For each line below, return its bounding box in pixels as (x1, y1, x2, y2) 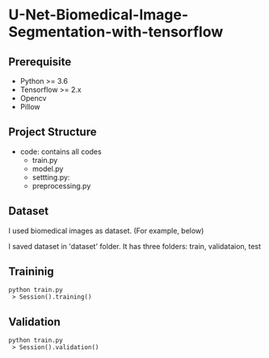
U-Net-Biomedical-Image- (8, 6, 189, 24)
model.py (32, 164, 64, 173)
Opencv (19, 94, 47, 102)
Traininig (8, 264, 54, 279)
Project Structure (8, 125, 97, 139)
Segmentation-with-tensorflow (8, 23, 224, 41)
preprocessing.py (32, 181, 91, 190)
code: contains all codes (19, 147, 103, 156)
